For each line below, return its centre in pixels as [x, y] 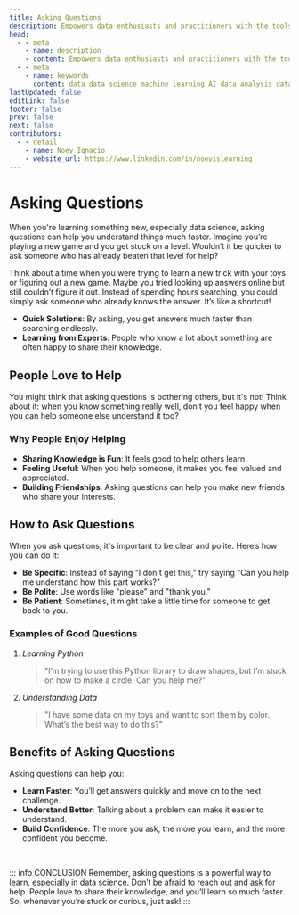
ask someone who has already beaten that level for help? [114, 256]
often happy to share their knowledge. [92, 347]
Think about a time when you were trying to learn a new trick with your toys [148, 273]
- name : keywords [57, 76]
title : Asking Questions [55, 17]
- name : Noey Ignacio [65, 150]
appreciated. [45, 478]
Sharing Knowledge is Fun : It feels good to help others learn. [134, 458]
